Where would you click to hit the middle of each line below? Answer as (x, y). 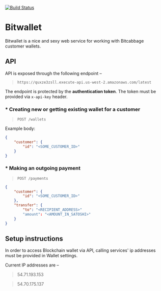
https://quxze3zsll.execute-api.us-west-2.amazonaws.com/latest (84, 82)
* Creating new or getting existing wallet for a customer (73, 109)
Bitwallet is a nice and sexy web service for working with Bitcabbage (74, 41)
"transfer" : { (28, 205)
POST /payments (33, 178)
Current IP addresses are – (32, 265)
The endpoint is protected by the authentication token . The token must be (80, 91)
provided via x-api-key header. (36, 97)
